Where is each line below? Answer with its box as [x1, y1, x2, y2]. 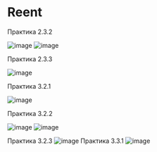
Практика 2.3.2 [7, 27, 53, 36]
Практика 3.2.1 [7, 82, 51, 90]
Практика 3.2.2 [7, 109, 53, 118]
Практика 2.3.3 [7, 54, 53, 63]
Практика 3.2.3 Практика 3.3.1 [7, 137, 125, 145]
